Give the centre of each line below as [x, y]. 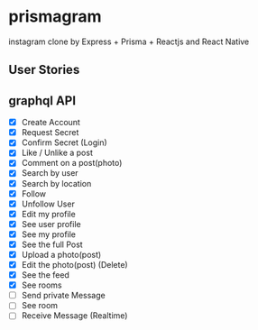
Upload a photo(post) [61, 254]
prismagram [55, 17]
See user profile [51, 224]
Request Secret [50, 133]
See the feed [45, 275]
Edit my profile [48, 214]
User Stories [44, 70]
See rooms [41, 285]
